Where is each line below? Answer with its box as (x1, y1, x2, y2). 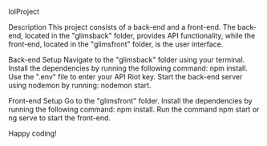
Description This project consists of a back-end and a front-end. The (8, 22, 237, 31)
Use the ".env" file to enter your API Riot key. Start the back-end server (8, 72, 243, 81)
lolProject (8, 7, 40, 16)
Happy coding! (8, 128, 58, 138)
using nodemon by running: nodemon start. (8, 80, 152, 90)
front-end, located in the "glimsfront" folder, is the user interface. (8, 39, 224, 49)
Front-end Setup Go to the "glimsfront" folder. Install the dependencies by (8, 96, 253, 105)
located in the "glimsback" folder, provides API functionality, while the (24, 31, 256, 40)
